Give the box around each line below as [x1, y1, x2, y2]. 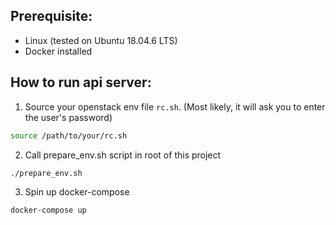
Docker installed [24, 45, 93, 57]
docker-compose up [10, 205, 87, 216]
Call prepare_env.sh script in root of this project [24, 149, 222, 161]
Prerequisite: [10, 8, 93, 25]
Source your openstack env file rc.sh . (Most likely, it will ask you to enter [24, 100, 326, 113]
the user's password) [24, 111, 113, 123]
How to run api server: [10, 74, 152, 91]
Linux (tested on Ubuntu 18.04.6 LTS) [24, 34, 178, 46]
